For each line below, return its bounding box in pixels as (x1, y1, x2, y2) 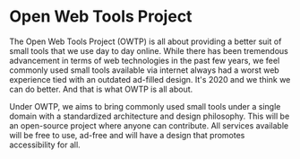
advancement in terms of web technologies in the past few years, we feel (9, 55, 280, 66)
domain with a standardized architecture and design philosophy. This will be (9, 110, 290, 121)
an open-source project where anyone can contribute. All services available (9, 119, 289, 131)
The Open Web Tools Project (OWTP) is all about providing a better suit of (9, 36, 282, 47)
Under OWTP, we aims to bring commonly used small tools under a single (9, 101, 281, 111)
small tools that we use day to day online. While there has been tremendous (9, 45, 288, 56)
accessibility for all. (9, 139, 81, 150)
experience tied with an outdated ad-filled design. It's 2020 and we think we (9, 74, 291, 84)
